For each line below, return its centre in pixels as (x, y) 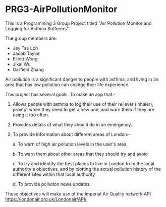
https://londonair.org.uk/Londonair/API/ (46, 199)
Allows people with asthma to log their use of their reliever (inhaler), (83, 104)
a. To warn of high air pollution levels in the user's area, (70, 144)
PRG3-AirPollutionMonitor (61, 9)
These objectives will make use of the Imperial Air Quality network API (78, 194)
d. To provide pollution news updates (51, 184)
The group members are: (31, 38)
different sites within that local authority (54, 174)
